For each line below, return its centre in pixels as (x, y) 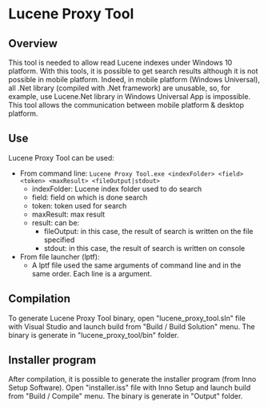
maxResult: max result (68, 214)
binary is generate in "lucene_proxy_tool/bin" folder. (94, 335)
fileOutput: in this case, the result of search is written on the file (148, 231)
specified (59, 240)
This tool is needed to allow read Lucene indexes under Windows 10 (120, 62)
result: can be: (56, 222)
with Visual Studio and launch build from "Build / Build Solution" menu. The (132, 326)
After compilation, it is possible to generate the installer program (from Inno (132, 379)
